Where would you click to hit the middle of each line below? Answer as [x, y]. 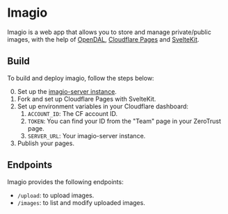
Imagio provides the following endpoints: [65, 181]
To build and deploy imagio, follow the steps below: [81, 78]
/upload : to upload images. [56, 195]
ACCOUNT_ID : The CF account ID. [73, 113]
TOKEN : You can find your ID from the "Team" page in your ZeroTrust [124, 121]
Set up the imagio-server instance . [67, 91]
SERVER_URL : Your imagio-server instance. [87, 135]
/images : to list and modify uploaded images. [81, 202]
